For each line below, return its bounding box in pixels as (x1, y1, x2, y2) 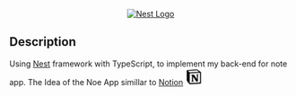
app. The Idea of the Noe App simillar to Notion (9, 76, 184, 87)
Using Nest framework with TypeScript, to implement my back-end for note (9, 58, 288, 69)
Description (9, 34, 76, 49)
